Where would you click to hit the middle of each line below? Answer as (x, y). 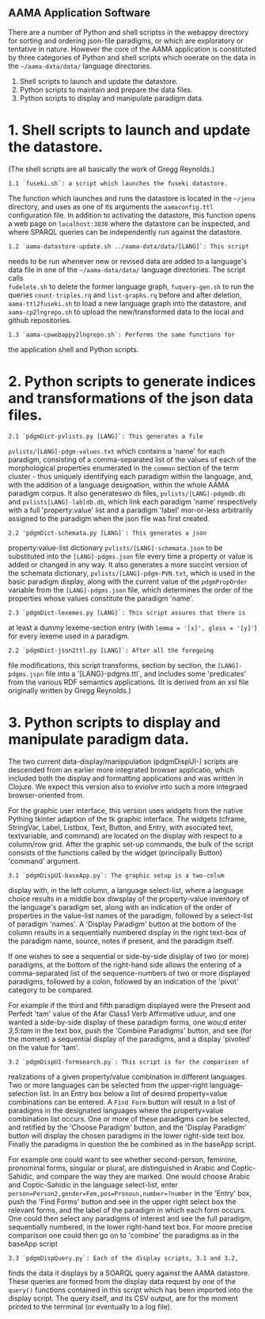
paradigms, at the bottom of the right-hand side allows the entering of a (125, 964)
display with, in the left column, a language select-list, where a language (126, 890)
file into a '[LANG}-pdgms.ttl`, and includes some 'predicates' (146, 673)
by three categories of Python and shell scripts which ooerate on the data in (132, 57)
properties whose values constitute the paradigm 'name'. (101, 598)
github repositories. (40, 320)
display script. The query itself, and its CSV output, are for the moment (123, 1298)
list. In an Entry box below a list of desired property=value (133, 1093)
